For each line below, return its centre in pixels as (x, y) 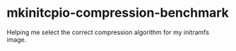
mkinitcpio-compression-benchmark (118, 13)
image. (17, 39)
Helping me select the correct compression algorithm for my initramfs (108, 32)
